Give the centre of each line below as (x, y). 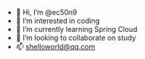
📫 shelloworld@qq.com (55, 47)
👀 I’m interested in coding (58, 21)
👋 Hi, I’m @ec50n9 (46, 12)
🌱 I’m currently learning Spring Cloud (76, 29)
